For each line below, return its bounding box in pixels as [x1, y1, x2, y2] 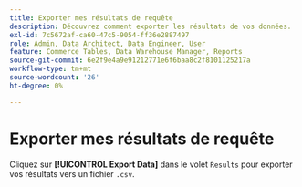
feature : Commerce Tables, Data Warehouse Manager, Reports [9, 47, 244, 57]
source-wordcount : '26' [9, 73, 100, 82]
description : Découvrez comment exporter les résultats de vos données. [9, 22, 292, 31]
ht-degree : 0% [9, 81, 64, 90]
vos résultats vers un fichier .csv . [9, 168, 135, 179]
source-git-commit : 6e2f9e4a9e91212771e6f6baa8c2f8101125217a [9, 56, 251, 65]
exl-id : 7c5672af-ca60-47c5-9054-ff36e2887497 [9, 30, 190, 39]
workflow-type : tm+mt [9, 65, 92, 74]
